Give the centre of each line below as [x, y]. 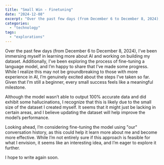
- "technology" [25, 28]
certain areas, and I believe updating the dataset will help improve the [75, 112]
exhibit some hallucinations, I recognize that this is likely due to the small [78, 102]
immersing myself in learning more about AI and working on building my [78, 56]
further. [13, 148]
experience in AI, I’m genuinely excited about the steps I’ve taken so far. [78, 77]
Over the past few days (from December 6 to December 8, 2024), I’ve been [81, 51]
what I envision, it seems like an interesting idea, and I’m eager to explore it [81, 142]
